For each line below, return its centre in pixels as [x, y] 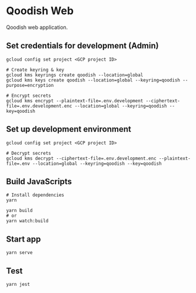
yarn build [19, 211]
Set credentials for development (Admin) [82, 46]
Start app [24, 239]
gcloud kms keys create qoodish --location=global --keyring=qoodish [93, 80]
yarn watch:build [27, 221]
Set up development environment [69, 129]
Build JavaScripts [39, 181]
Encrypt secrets [31, 96]
